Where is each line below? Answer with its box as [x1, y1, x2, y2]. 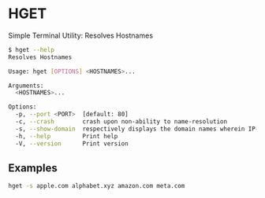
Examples [8, 161, 58, 174]
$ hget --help [8, 46, 55, 53]
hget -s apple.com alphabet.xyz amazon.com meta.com [8, 182, 185, 190]
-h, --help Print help [15, 132, 118, 140]
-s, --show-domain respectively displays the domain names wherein [15, 125, 245, 133]
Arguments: [8, 82, 44, 90]
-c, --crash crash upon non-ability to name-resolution [15, 118, 227, 126]
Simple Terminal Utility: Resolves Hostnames [8, 31, 154, 40]
